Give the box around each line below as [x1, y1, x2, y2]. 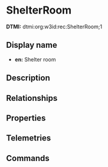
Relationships [6, 93, 58, 103]
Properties [6, 113, 46, 123]
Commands [6, 153, 50, 163]
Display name [6, 40, 57, 50]
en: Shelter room [14, 55, 56, 63]
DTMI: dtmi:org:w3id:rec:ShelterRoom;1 [6, 23, 102, 30]
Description [6, 73, 50, 83]
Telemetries [6, 133, 51, 143]
